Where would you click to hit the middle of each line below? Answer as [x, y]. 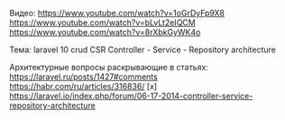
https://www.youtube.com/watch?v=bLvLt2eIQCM [102, 23]
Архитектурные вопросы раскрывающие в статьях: [109, 67]
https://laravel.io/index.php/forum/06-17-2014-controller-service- [131, 96]
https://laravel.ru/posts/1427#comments [83, 77]
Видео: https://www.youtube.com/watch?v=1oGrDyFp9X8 [117, 13]
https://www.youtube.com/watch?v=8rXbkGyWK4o [105, 32]
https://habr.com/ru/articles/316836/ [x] [83, 86]
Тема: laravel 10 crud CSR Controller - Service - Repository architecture [143, 50]
